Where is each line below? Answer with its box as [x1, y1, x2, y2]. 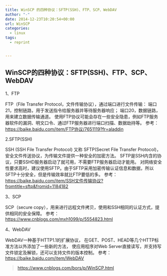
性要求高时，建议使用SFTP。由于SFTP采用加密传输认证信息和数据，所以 [5, 165, 154, 171]
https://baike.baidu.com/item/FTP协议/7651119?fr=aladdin [5, 126, 124, 132]
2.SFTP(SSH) [5, 136, 32, 142]
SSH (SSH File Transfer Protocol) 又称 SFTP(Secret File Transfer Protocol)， [5, 146, 161, 152]
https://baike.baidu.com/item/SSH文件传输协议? [5, 177, 104, 183]
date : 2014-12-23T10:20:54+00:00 [5, 16, 75, 21]
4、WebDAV [5, 226, 31, 232]
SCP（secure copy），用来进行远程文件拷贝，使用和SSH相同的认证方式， [5, 204, 156, 210]
